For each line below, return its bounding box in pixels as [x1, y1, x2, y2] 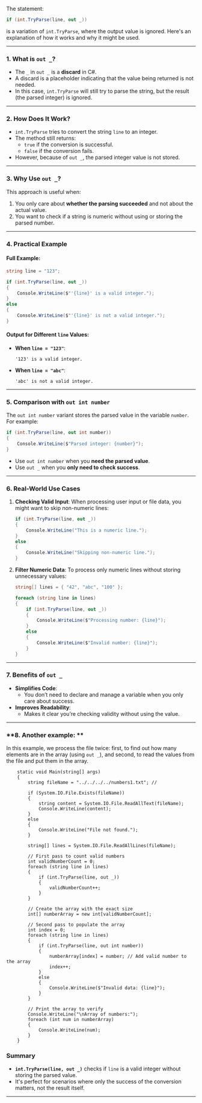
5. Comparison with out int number [6, 397, 110, 406]
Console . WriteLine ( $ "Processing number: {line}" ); [37, 617, 167, 624]
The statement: [6, 5, 44, 12]
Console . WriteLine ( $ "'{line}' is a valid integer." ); [17, 290, 155, 296]
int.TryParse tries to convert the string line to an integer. [14, 128, 158, 135]
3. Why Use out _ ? [6, 175, 61, 183]
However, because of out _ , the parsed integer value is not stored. [14, 154, 180, 161]
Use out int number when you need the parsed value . [14, 457, 150, 464]
